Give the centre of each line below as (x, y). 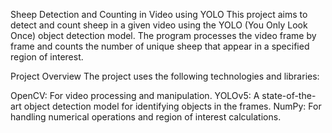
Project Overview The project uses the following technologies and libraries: (165, 76)
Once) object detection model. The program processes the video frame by (163, 35)
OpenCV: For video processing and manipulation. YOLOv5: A (135, 95)
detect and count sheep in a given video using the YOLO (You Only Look (159, 25)
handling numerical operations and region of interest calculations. (146, 117)
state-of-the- (289, 95)
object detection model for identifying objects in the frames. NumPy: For (172, 106)
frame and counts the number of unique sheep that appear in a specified (160, 46)
